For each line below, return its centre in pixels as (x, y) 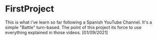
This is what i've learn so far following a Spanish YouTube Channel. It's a (79, 22)
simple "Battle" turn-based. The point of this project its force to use (73, 27)
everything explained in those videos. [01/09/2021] (57, 32)
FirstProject (30, 9)
